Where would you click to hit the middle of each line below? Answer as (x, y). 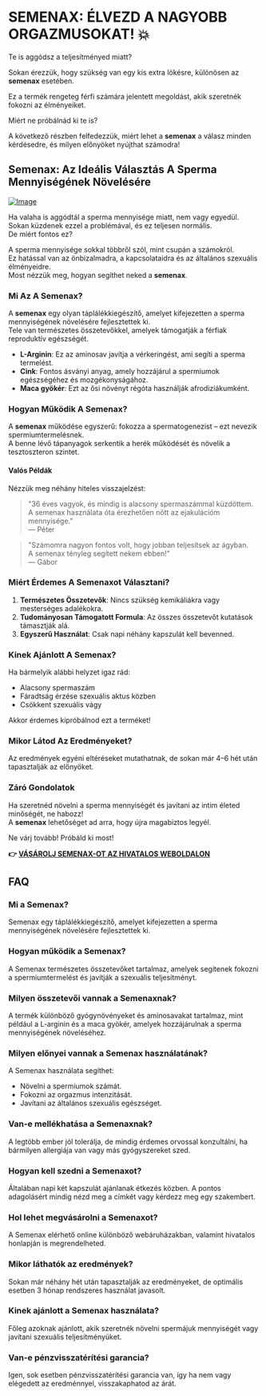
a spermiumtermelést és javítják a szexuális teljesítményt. (103, 977)
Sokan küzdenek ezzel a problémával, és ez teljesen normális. (110, 225)
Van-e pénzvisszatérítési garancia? (79, 1358)
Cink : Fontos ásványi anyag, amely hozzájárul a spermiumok (119, 372)
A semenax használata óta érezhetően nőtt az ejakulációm (124, 512)
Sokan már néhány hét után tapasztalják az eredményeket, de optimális (126, 1281)
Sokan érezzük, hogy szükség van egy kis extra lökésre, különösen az (124, 72)
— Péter (41, 529)
